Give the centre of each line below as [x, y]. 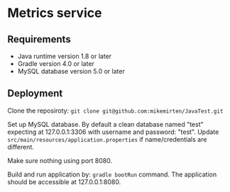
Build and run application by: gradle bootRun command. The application [112, 174]
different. [21, 147]
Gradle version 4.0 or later [56, 64]
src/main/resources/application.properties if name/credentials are [107, 139]
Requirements [39, 39]
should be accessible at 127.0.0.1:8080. [64, 181]
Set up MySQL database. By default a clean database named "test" [105, 124]
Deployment [35, 94]
